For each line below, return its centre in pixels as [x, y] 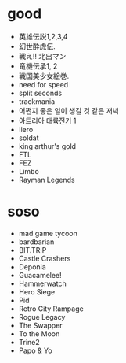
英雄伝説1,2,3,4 [43, 36]
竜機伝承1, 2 [38, 66]
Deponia [32, 267]
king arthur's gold [47, 146]
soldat [29, 138]
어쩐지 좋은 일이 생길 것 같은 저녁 [68, 110]
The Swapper [41, 325]
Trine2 [29, 342]
